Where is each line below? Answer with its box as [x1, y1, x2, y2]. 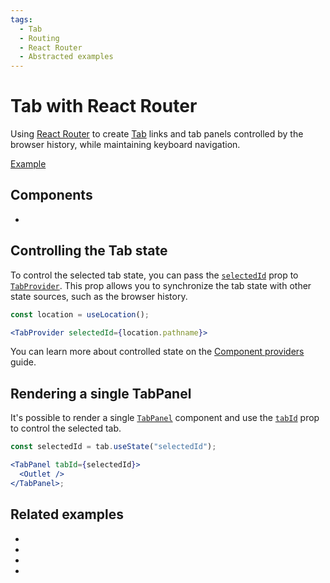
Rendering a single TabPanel [10, 385, 192, 402]
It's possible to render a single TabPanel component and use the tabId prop [10, 412, 320, 424]
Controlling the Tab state [10, 242, 168, 260]
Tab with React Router [10, 95, 198, 118]
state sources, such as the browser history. [10, 290, 188, 302]
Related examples [10, 506, 124, 523]
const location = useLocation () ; [10, 309, 150, 320]
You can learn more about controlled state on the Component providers [10, 346, 305, 358]
